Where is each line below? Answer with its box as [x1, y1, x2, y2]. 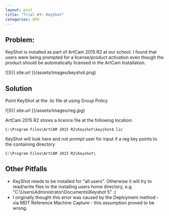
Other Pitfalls [5, 165, 47, 174]
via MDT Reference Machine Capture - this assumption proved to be [12, 199, 155, 205]
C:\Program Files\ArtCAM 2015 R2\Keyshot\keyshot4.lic [5, 127, 123, 132]
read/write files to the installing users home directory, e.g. [12, 183, 133, 190]
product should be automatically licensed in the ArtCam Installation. [5, 60, 146, 66]
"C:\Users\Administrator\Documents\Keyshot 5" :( [12, 189, 117, 195]
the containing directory [5, 141, 55, 147]
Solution [5, 84, 32, 93]
